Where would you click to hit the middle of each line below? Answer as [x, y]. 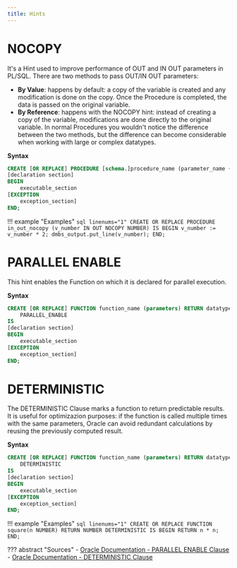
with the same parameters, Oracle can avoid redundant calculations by [110, 423]
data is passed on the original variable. [74, 104]
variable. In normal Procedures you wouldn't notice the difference [113, 127]
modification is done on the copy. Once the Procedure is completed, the [122, 97]
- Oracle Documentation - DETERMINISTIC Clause [80, 557]
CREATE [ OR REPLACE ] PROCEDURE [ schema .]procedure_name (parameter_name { [120, 169]
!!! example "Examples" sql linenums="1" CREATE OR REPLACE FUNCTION [110, 524]
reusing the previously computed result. [65, 431]
